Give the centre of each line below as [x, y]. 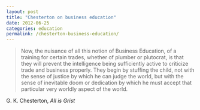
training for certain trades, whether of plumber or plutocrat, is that [102, 57]
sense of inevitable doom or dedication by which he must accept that [106, 83]
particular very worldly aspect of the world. [74, 89]
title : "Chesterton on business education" [61, 17]
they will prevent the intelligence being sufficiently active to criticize [104, 64]
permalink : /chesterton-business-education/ [63, 34]
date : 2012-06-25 [28, 23]
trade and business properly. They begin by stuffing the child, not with [107, 70]
